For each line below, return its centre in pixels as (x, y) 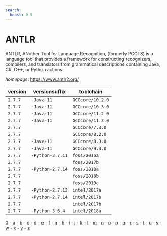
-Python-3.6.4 (48, 211)
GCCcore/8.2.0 (90, 135)
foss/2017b (86, 162)
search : (13, 10)
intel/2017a (87, 190)
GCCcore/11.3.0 (91, 121)
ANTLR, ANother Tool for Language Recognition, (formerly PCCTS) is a (79, 54)
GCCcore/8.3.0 (90, 141)
